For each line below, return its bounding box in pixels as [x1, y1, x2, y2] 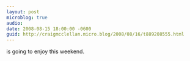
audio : [6, 20, 23, 26]
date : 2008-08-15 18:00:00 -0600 [6, 25, 92, 32]
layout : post [6, 8, 40, 15]
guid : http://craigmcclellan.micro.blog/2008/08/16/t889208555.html [6, 31, 185, 37]
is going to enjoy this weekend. [6, 48, 84, 55]
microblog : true [6, 14, 48, 21]
